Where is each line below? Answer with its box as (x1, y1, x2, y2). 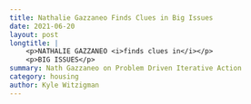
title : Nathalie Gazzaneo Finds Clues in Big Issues (9, 13, 214, 23)
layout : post (9, 30, 59, 39)
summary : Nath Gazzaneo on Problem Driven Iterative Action (9, 64, 243, 73)
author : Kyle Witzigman (9, 80, 100, 90)
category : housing (9, 72, 79, 81)
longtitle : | (9, 38, 59, 48)
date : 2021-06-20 (9, 22, 75, 31)
